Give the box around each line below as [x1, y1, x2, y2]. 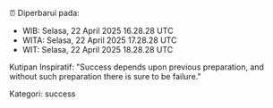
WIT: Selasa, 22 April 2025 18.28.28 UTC [21, 45, 174, 54]
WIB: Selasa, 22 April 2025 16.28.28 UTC [21, 26, 174, 36]
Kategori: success [9, 88, 76, 99]
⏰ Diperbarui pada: [9, 8, 81, 18]
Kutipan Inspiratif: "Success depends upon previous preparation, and [9, 62, 264, 72]
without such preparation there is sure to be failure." [9, 71, 201, 81]
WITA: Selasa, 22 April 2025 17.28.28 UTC [21, 35, 177, 46]
